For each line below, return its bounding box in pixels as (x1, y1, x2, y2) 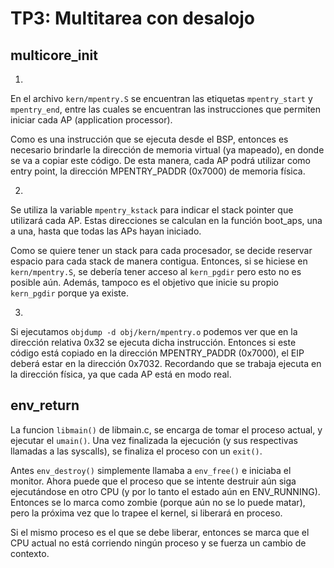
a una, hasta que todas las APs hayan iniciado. (10, 225, 202, 237)
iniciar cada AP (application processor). (10, 114, 173, 126)
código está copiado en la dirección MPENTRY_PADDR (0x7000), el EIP (10, 347, 305, 359)
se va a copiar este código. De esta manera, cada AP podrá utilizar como (10, 155, 311, 166)
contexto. (10, 547, 50, 559)
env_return (10, 397, 80, 414)
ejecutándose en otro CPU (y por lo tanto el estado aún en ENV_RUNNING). (10, 485, 321, 497)
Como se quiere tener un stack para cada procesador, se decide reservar (10, 245, 313, 256)
